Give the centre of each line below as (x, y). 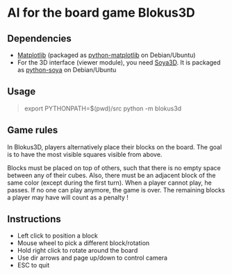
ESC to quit (33, 265)
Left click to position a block (58, 236)
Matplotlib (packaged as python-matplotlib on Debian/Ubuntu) (106, 55)
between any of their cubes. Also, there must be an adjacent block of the (111, 175)
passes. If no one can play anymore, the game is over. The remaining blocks (116, 190)
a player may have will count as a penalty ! (68, 197)
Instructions (34, 219)
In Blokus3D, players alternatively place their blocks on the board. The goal (115, 147)
